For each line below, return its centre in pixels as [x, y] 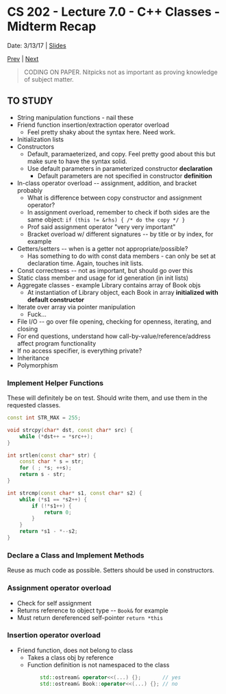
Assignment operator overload [59, 588]
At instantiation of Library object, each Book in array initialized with [123, 292]
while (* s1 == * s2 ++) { [53, 499]
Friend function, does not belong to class [75, 650]
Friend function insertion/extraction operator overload [93, 125]
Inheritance [33, 358]
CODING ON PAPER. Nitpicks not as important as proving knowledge [121, 72]
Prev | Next [23, 58]
